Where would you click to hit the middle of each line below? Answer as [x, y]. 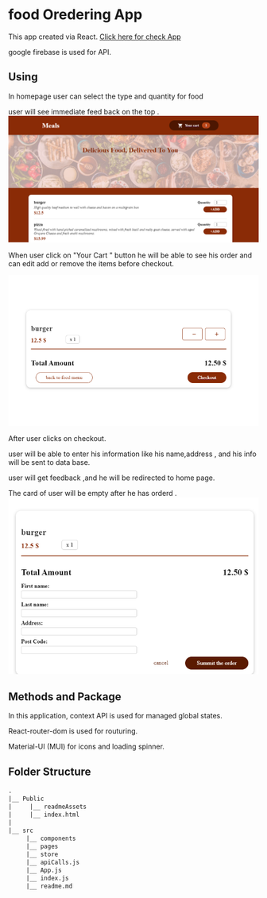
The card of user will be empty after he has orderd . [93, 494]
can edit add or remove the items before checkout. [91, 264]
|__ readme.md [49, 886]
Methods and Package [65, 697]
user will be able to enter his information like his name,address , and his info [132, 454]
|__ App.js [44, 871]
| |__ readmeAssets [48, 807]
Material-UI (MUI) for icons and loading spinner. [87, 747]
